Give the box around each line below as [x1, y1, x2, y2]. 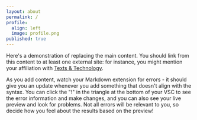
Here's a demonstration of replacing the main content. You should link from [6, 52, 189, 59]
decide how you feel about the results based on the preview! [6, 107, 154, 114]
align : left [11, 25, 41, 31]
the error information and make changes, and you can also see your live [6, 95, 182, 102]
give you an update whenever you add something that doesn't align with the [6, 82, 192, 89]
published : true [6, 36, 46, 42]
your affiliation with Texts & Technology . [6, 65, 104, 71]
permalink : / [6, 14, 38, 20]
